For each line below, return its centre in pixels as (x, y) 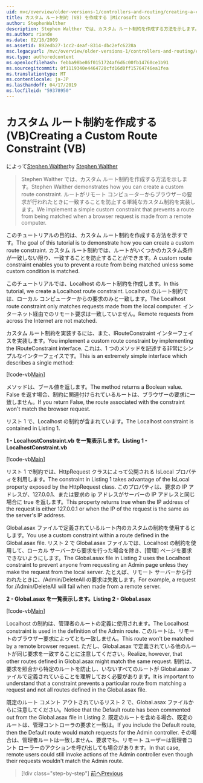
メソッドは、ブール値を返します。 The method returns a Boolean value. (95, 387)
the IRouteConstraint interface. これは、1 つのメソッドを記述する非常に (95, 348)
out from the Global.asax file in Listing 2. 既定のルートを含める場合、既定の (100, 717)
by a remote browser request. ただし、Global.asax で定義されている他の (96, 646)
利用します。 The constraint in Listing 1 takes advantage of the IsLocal (103, 479)
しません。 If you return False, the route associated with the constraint (98, 402)
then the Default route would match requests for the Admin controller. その (99, 732)
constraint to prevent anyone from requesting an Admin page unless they (97, 564)
